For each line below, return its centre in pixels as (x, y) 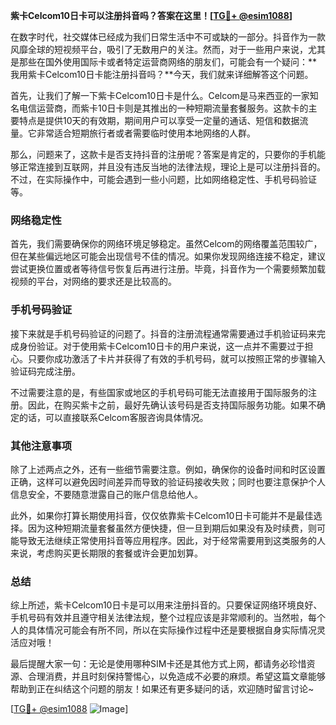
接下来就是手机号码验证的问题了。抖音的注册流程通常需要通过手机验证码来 (163, 333)
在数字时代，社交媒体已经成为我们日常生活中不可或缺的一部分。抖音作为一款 (168, 37)
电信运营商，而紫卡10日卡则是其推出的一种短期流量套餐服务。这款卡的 (163, 108)
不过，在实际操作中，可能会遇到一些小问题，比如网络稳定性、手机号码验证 (163, 179)
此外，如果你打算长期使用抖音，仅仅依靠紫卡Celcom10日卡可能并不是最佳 (162, 515)
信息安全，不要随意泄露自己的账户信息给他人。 (106, 494)
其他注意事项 (41, 446)
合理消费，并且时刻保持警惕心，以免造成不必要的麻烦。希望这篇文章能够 (176, 676)
